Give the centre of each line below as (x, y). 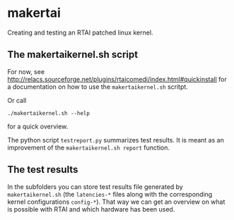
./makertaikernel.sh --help (49, 113)
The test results (43, 170)
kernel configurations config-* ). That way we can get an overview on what (116, 202)
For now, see (26, 71)
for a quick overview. (38, 126)
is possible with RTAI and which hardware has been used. (91, 209)
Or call (17, 100)
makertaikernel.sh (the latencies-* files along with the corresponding (110, 194)
